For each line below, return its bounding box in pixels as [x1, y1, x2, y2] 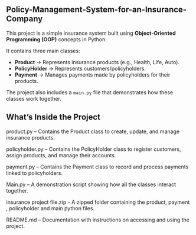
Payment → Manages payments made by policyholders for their [14, 71, 171, 78]
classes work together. [6, 95, 62, 102]
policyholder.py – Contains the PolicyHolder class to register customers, [6, 145, 181, 153]
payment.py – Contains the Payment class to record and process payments [6, 163, 189, 170]
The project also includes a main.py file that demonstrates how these [6, 88, 174, 96]
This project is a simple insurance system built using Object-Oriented [6, 29, 176, 37]
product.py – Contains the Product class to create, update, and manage [6, 128, 180, 135]
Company [6, 14, 43, 24]
